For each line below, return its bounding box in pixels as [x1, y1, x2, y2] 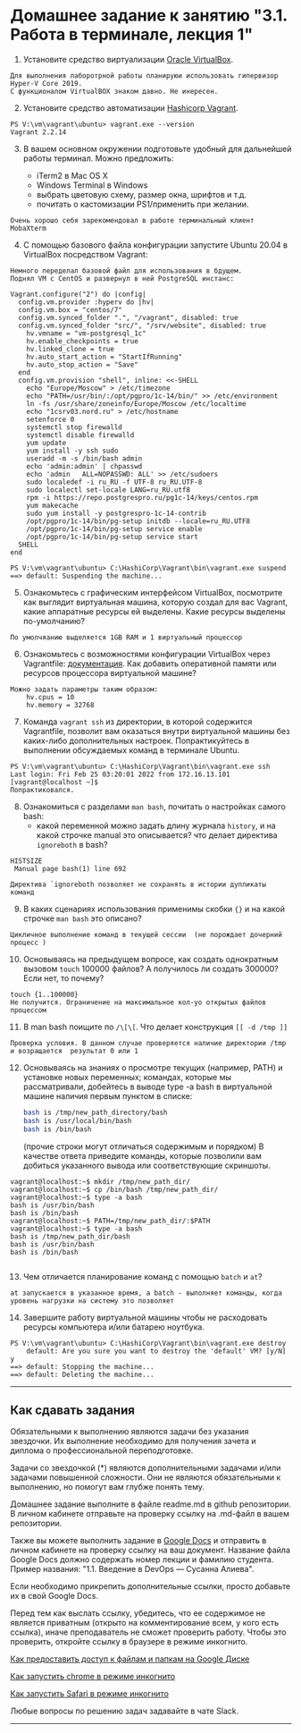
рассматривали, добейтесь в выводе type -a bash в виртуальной [22, 1081, 272, 1092]
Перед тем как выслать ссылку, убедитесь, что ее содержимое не [10, 1608, 266, 1619]
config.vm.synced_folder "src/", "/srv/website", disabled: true [18, 321, 267, 330]
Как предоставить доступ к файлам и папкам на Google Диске [10, 1653, 250, 1664]
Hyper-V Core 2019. [10, 79, 83, 88]
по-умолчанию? [22, 615, 86, 626]
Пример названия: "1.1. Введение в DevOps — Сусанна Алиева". [10, 1564, 255, 1575]
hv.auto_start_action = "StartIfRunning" [26, 352, 182, 361]
